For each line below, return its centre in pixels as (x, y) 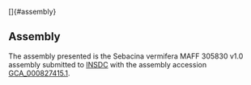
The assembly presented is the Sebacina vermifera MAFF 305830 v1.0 (126, 56)
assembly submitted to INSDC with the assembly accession (108, 64)
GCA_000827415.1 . (39, 73)
